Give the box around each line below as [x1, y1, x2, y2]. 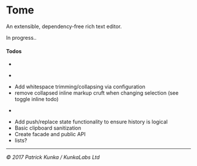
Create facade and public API [14, 131, 86, 138]
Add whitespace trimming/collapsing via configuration [14, 83, 145, 91]
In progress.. [6, 34, 37, 41]
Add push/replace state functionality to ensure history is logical [14, 118, 168, 126]
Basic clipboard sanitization [14, 124, 81, 132]
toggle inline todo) [14, 96, 59, 103]
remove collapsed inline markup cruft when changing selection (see [14, 89, 179, 96]
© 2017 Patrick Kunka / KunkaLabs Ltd [6, 154, 100, 161]
